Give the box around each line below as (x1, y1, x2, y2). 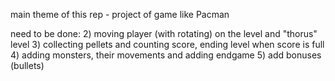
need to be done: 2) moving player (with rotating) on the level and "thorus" (10, 28, 318, 39)
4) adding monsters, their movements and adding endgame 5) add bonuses (10, 49, 322, 61)
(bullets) (10, 60, 45, 71)
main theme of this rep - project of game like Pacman (10, 9, 230, 20)
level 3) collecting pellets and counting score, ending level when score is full (10, 39, 325, 50)
